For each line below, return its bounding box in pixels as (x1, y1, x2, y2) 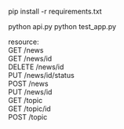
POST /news (8, 79, 49, 88)
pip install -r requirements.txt (8, 7, 102, 16)
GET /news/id (8, 54, 53, 63)
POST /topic (8, 112, 48, 121)
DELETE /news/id (8, 62, 64, 72)
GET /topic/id (8, 104, 51, 113)
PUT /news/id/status (8, 71, 75, 79)
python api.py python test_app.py (8, 22, 116, 31)
